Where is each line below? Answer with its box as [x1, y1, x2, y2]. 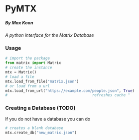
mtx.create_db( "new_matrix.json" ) [5, 130, 77, 135]
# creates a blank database [5, 125, 64, 131]
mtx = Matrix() [5, 70, 37, 75]
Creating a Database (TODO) [5, 105, 76, 112]
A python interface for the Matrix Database [5, 32, 94, 38]
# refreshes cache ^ [5, 93, 131, 98]
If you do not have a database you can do [5, 116, 91, 122]
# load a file [5, 74, 35, 79]
